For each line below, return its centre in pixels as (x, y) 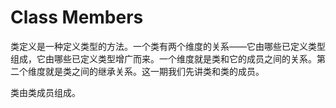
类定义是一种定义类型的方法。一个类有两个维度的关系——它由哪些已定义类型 (168, 46)
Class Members (77, 17)
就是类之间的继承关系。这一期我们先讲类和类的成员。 (154, 71)
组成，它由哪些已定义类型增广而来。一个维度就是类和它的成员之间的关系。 (163, 58)
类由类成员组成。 (45, 92)
